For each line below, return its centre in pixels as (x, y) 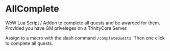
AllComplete (32, 9)
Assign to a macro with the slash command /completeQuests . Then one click (85, 38)
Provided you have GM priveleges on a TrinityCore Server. (66, 28)
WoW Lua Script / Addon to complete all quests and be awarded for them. (83, 23)
